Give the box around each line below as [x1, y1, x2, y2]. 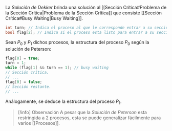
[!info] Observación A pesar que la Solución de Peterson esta [17, 110, 147, 116]
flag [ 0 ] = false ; [5, 79, 42, 84]
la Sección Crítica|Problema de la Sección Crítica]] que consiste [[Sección [5, 10, 162, 16]
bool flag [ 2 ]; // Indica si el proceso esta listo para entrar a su [5, 30, 155, 35]
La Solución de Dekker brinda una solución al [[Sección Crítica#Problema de [5, 5, 167, 10]
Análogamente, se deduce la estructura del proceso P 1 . [5, 98, 122, 105]
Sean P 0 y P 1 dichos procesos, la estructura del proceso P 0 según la [5, 39, 149, 47]
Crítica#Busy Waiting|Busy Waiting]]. [5, 15, 83, 21]
